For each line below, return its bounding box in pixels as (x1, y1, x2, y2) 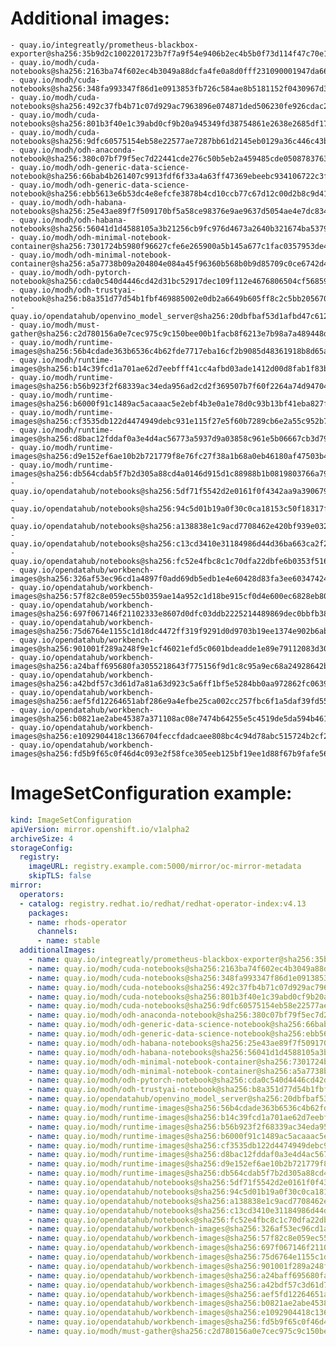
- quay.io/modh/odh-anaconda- (10, 145, 137, 155)
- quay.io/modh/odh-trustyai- (10, 285, 137, 295)
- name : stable (36, 936, 101, 946)
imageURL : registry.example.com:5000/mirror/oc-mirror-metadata (28, 862, 302, 872)
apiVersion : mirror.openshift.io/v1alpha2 (10, 824, 190, 834)
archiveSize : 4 (10, 833, 74, 844)
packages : (28, 908, 70, 918)
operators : (19, 889, 65, 899)
